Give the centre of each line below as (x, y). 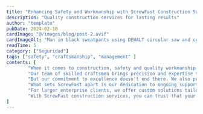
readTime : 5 (21, 46)
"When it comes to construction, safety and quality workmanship (112, 68)
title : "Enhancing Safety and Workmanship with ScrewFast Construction (98, 12)
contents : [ (21, 62)
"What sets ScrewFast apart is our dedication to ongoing (102, 85)
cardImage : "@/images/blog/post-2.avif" (58, 34)
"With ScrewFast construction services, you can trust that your (112, 96)
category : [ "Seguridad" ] (37, 51)
